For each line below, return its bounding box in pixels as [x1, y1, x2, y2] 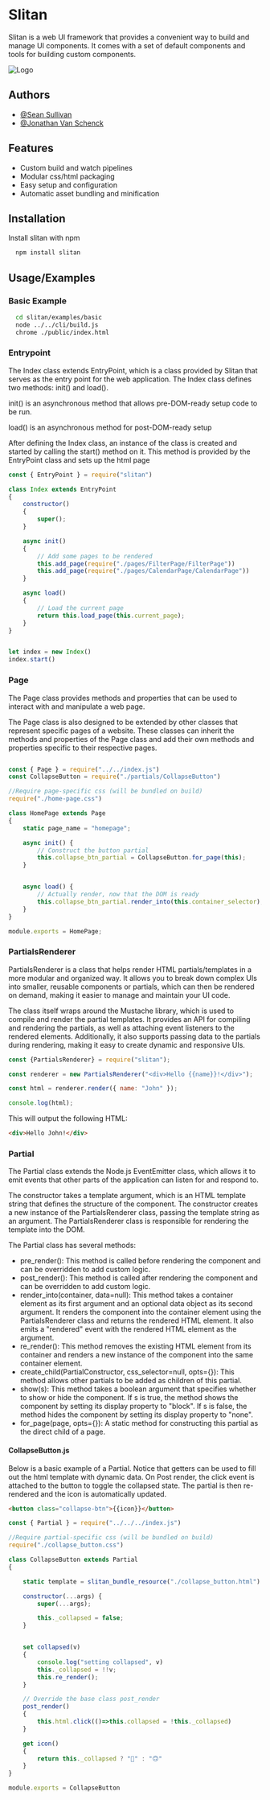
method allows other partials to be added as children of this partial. [19, 1376, 243, 1386]
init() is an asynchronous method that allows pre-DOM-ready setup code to [8, 398, 258, 408]
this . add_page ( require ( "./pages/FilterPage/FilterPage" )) [37, 559, 235, 568]
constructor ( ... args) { [22, 1592, 103, 1600]
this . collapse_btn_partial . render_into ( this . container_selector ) [37, 897, 261, 906]
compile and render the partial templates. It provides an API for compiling [8, 1014, 251, 1024]
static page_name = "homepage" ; [22, 824, 131, 832]
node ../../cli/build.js [15, 320, 99, 329]
